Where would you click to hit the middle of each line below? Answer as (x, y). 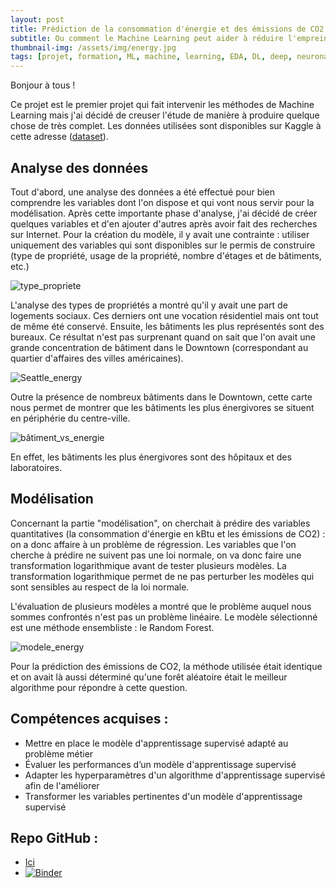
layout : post (37, 19)
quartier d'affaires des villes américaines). (97, 358)
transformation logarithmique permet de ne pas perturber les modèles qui (162, 576)
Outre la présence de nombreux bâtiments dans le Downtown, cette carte (161, 397)
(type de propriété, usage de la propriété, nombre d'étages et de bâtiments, (166, 255)
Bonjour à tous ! (43, 85)
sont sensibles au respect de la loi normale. (100, 587)
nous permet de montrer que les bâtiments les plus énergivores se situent (162, 407)
